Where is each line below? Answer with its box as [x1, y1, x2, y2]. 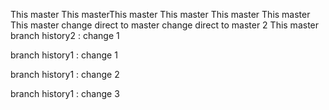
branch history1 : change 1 [10, 49, 118, 61]
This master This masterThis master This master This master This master [10, 9, 311, 20]
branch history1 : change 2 [10, 69, 120, 80]
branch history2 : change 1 [10, 30, 120, 41]
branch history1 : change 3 [10, 88, 120, 99]
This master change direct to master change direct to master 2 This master [10, 19, 320, 31]
